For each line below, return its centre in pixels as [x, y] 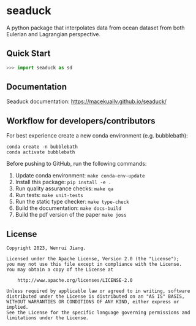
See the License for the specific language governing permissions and [98, 313]
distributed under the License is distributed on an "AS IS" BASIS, [96, 297]
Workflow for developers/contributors [81, 121]
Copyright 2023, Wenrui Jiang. [46, 248]
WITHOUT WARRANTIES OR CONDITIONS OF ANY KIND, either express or [93, 302]
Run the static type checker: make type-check [72, 202]
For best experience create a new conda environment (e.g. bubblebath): [97, 136]
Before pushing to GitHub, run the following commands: [77, 164]
